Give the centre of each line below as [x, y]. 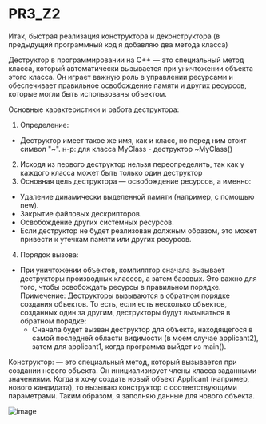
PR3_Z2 [35, 14]
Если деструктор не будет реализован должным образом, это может [138, 230]
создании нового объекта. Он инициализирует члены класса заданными [133, 370]
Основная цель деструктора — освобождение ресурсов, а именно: [135, 181]
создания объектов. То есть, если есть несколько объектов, [123, 303]
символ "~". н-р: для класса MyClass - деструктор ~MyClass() [126, 149]
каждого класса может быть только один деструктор [111, 172]
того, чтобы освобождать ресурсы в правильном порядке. [120, 287]
